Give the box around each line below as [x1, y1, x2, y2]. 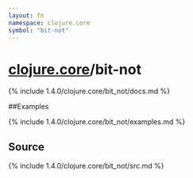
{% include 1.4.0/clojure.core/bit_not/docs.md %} [8, 86, 171, 96]
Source [8, 140, 45, 153]
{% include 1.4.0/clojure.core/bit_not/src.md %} [8, 161, 164, 171]
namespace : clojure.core [8, 19, 91, 27]
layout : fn [8, 11, 44, 20]
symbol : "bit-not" [8, 26, 69, 34]
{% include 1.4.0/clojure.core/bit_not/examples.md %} [8, 117, 186, 127]
